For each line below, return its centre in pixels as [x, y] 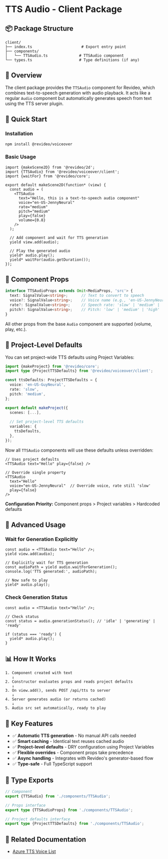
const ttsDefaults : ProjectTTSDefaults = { [51, 380]
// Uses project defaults [32, 459]
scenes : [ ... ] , [25, 412]
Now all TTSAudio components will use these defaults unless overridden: [79, 450]
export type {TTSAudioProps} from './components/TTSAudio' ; [69, 810]
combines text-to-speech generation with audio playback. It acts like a [78, 93]
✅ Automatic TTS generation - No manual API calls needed [74, 736]
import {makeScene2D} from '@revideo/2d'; [50, 167]
